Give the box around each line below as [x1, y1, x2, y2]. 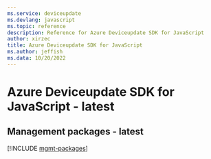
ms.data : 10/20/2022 [7, 55, 67, 62]
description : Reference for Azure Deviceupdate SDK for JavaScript [7, 29, 205, 36]
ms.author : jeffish [7, 49, 63, 56]
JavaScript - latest [7, 99, 115, 114]
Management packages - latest [7, 126, 144, 138]
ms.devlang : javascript [7, 16, 76, 23]
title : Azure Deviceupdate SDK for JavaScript [7, 42, 143, 49]
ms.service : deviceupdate [7, 10, 81, 17]
